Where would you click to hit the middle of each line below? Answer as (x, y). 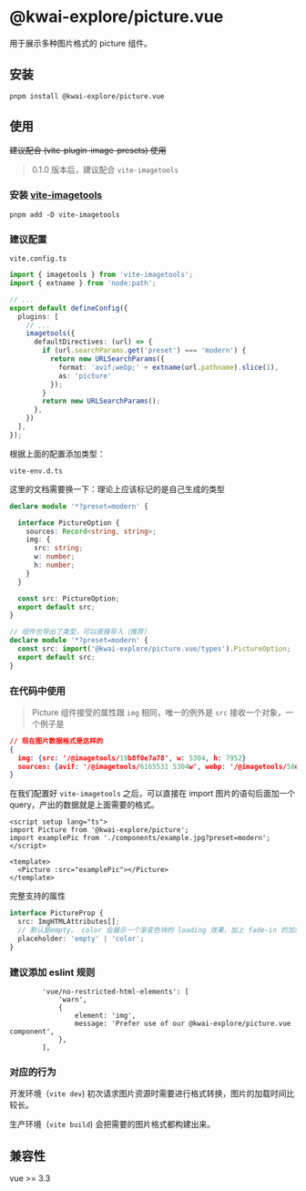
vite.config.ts (38, 259)
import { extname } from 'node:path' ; (83, 283)
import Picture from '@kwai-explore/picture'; (99, 830)
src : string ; (58, 549)
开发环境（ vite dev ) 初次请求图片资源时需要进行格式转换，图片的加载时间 (148, 1093)
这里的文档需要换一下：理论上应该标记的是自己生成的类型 (117, 488)
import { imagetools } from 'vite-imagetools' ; (102, 275)
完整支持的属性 (37, 896)
